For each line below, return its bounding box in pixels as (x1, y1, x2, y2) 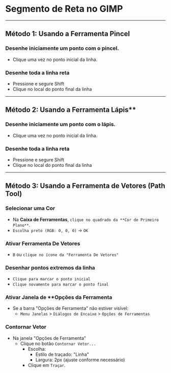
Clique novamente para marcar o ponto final (12, 282, 109, 288)
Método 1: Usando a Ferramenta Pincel (5, 30, 130, 38)
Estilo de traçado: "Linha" (35, 351, 89, 357)
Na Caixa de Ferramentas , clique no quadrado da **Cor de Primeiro (12, 216, 159, 222)
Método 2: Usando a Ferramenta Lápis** (5, 105, 136, 114)
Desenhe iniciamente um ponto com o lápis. (5, 121, 116, 128)
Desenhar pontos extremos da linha (5, 264, 95, 271)
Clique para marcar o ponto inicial (12, 277, 91, 282)
